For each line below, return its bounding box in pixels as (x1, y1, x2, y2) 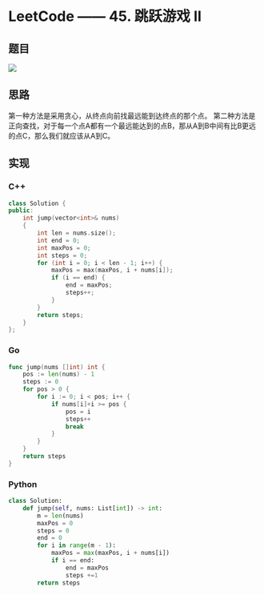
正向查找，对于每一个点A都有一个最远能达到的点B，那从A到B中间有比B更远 (8, 121, 256, 131)
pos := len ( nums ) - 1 (22, 370, 94, 379)
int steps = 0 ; (37, 251, 88, 259)
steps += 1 (65, 571, 98, 579)
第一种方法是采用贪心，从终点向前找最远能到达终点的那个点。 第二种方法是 (8, 111, 256, 120)
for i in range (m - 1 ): (37, 541, 116, 549)
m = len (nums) (37, 512, 84, 520)
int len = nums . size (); (37, 229, 116, 237)
